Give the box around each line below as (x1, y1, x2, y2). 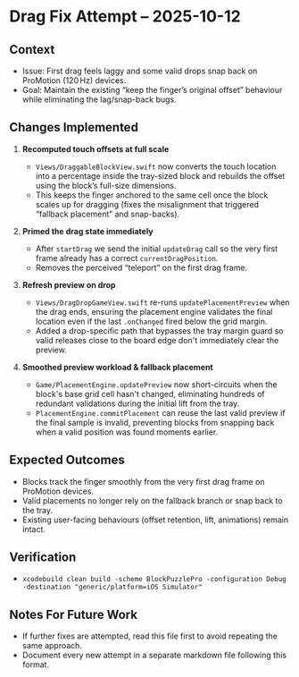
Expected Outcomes (9, 453, 125, 468)
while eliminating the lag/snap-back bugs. (21, 94, 177, 105)
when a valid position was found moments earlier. (35, 427, 219, 437)
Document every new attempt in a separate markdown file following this (21, 650, 287, 661)
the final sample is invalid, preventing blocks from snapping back (35, 417, 275, 427)
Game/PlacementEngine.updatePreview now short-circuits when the (35, 378, 278, 390)
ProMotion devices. (21, 486, 95, 496)
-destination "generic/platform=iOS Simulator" (21, 583, 203, 592)
